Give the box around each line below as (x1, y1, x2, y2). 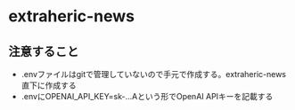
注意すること (8, 43, 79, 59)
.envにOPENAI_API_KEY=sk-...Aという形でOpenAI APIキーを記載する (20, 91, 274, 101)
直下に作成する (20, 80, 77, 90)
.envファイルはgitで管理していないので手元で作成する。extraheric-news (20, 69, 287, 79)
